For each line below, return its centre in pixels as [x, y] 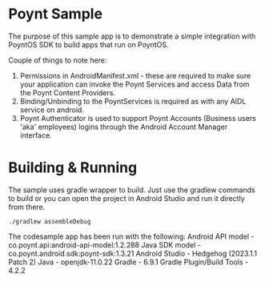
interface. [36, 135]
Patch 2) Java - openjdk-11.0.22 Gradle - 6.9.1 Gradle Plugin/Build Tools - [128, 262]
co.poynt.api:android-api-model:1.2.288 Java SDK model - [105, 244]
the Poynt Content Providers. [68, 92]
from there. [27, 207]
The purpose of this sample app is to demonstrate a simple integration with [132, 36]
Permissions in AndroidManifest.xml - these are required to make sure [135, 75]
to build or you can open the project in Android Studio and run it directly [127, 198]
